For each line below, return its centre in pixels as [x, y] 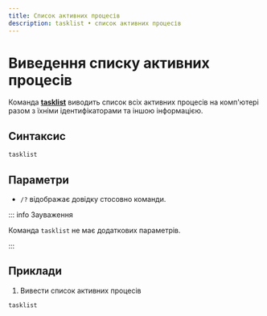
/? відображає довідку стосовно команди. [93, 199]
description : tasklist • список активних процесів [95, 23]
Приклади [35, 271]
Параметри [39, 180]
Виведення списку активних [109, 63]
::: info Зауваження [41, 215]
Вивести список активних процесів [80, 290]
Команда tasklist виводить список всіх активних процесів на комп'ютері [133, 102]
